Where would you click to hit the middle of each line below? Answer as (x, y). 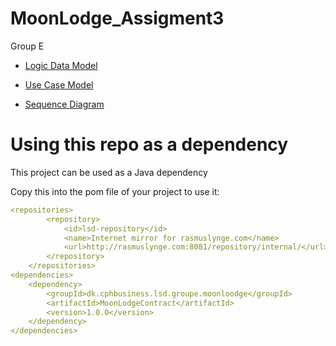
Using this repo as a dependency (149, 144)
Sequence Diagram (64, 104)
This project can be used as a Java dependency (109, 172)
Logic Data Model (61, 65)
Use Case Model (59, 84)
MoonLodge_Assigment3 (117, 18)
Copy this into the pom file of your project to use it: (115, 191)
